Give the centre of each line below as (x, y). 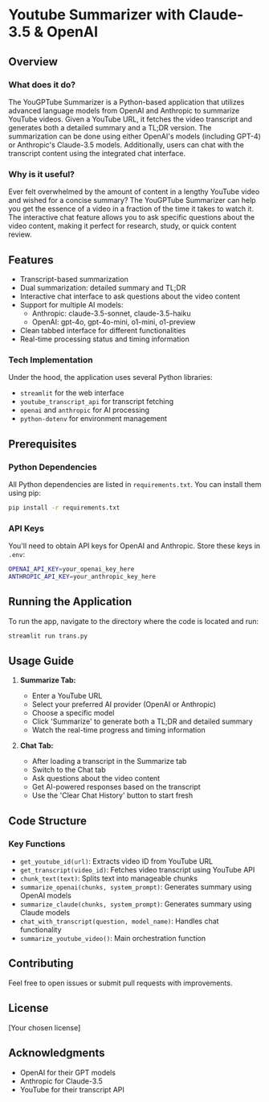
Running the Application (70, 602)
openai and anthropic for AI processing (85, 410)
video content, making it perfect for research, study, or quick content (122, 226)
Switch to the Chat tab (69, 770)
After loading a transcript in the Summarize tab (109, 761)
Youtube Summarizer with (97, 15)
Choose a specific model (73, 713)
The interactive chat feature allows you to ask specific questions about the (132, 217)
